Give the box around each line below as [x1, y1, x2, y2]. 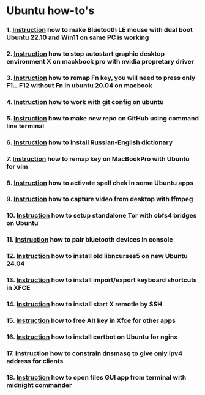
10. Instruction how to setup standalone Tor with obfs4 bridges [6, 212, 197, 220]
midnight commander [6, 380, 72, 389]
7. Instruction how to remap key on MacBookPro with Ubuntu [6, 154, 190, 163]
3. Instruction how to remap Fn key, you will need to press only [6, 73, 196, 82]
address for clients [6, 356, 64, 365]
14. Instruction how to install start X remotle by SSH [6, 300, 162, 309]
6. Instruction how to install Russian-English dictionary [6, 138, 173, 147]
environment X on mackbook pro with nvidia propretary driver [6, 57, 195, 66]
